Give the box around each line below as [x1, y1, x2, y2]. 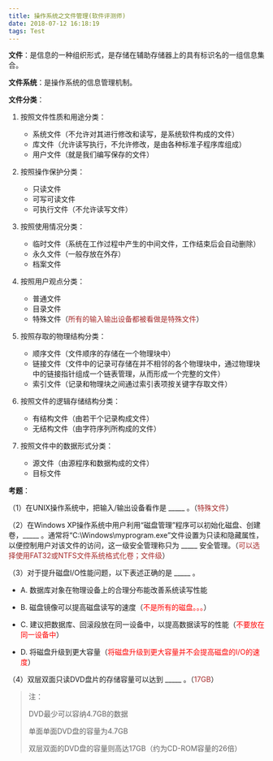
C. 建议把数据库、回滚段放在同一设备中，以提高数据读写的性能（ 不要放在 [19, 620, 265, 629]
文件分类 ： [8, 95, 45, 105]
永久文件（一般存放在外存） [32, 249, 126, 259]
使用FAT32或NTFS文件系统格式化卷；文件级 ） [15, 551, 170, 560]
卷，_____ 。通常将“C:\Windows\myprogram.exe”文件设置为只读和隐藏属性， [8, 530, 264, 540]
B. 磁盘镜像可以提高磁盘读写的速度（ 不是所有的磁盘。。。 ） [19, 603, 211, 612]
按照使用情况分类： [19, 222, 85, 231]
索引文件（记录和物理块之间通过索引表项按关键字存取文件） [32, 379, 232, 389]
